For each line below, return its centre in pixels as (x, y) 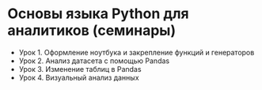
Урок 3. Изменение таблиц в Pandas (80, 69)
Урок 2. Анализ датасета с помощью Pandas (94, 61)
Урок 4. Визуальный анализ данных (79, 77)
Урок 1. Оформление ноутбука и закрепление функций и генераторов (137, 52)
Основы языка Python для (98, 14)
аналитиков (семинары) (91, 30)
